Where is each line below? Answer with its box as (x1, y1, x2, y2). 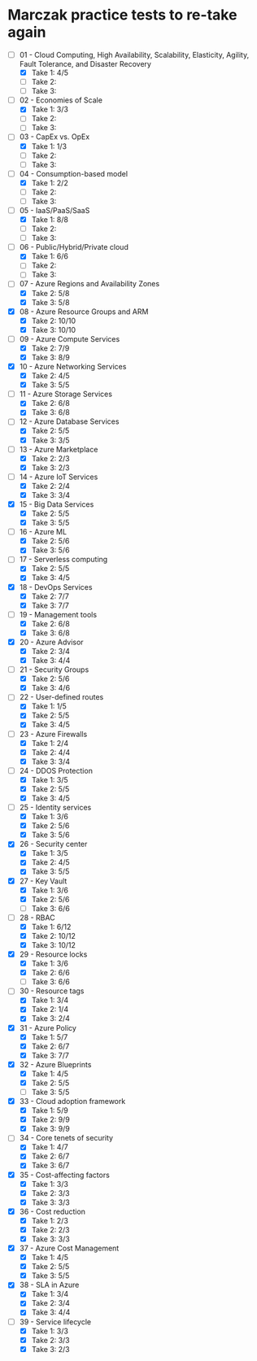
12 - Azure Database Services (19, 417, 120, 426)
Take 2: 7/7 (31, 591, 70, 601)
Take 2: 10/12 (31, 931, 76, 940)
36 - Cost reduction (19, 1206, 86, 1216)
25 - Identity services (19, 803, 92, 812)
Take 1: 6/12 (31, 922, 72, 931)
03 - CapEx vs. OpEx (19, 132, 90, 142)
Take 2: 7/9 (31, 343, 70, 353)
